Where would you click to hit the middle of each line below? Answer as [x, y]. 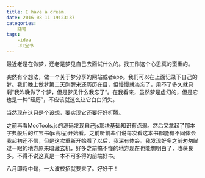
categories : [21, 23]
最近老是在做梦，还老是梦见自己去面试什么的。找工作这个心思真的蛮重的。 [100, 64]
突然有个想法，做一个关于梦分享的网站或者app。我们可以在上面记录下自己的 [102, 77]
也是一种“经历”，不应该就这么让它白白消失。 [62, 99]
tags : [13, 35]
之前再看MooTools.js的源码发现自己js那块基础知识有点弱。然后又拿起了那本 [101, 125]
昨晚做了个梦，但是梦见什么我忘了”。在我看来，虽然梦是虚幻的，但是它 [109, 92]
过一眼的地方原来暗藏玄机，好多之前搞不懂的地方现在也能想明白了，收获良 [100, 148]
